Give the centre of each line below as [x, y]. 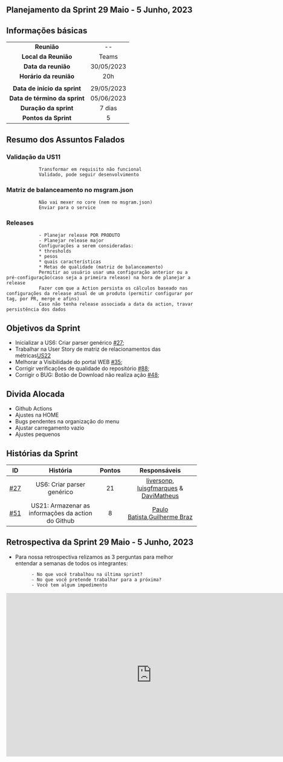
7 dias [108, 108]
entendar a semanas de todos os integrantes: [71, 563]
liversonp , [160, 480]
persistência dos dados [36, 310]
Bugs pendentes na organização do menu [67, 422]
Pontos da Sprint [47, 118]
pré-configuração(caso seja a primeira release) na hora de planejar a [98, 278]
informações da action [60, 513]
